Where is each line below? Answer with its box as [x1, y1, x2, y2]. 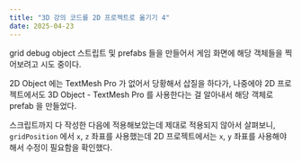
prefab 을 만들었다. [9, 100, 77, 111]
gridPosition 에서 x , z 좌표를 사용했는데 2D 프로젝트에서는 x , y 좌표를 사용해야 [9, 130, 288, 141]
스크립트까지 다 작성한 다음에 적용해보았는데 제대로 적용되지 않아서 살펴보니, [9, 119, 276, 130]
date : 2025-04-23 [9, 22, 75, 31]
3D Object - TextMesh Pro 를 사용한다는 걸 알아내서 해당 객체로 [48, 89, 274, 100]
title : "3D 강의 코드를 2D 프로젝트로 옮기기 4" [9, 13, 171, 22]
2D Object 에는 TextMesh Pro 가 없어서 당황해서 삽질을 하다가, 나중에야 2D [9, 77, 276, 88]
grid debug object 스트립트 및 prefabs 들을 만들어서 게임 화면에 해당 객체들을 [9, 47, 283, 58]
